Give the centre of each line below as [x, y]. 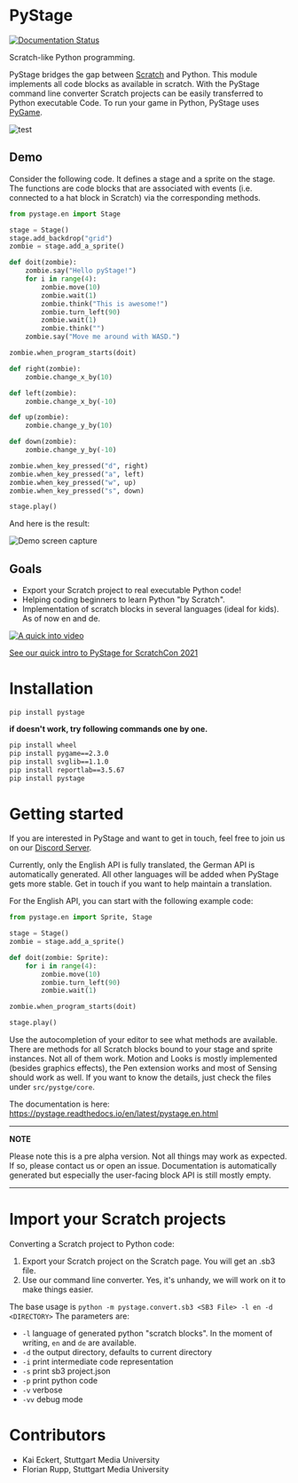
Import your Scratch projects [118, 1220]
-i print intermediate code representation [98, 1361]
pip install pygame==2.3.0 [59, 753]
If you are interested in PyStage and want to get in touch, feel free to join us [147, 838]
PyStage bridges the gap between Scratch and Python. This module [133, 74]
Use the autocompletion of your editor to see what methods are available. [143, 1040]
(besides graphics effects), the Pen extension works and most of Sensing [143, 1068]
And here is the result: [50, 524]
